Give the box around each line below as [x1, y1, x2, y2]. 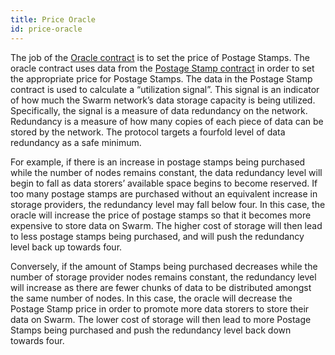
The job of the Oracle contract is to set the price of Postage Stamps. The [10, 51, 310, 63]
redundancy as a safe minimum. [10, 136, 142, 148]
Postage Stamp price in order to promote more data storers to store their [10, 302, 310, 315]
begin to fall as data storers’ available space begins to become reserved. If [10, 177, 318, 189]
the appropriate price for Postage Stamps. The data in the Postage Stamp [10, 72, 313, 85]
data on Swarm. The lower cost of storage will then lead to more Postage [10, 313, 312, 325]
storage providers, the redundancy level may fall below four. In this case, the [10, 198, 326, 210]
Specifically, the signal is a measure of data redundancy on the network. [10, 104, 308, 116]
